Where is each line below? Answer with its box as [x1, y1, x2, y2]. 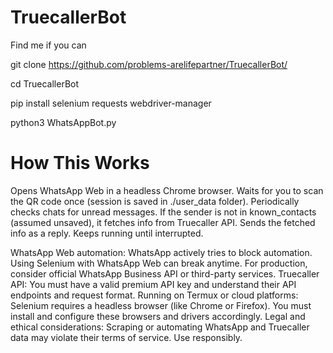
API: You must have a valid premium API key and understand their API [10, 278, 297, 290]
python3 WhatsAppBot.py [10, 116, 117, 128]
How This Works [10, 152, 150, 175]
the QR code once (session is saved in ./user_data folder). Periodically [10, 195, 300, 207]
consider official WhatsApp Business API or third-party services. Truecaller [10, 267, 320, 280]
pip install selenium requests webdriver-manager [10, 97, 212, 109]
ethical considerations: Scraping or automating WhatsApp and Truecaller [10, 321, 310, 333]
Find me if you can [10, 39, 87, 51]
